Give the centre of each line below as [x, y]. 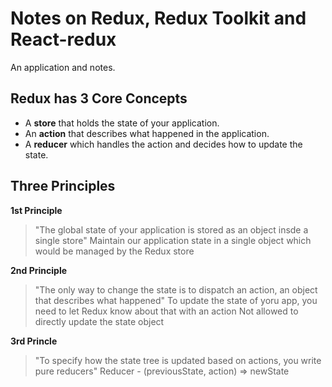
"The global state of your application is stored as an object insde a [171, 229]
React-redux [63, 39]
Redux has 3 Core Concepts [99, 98]
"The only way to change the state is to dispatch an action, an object [176, 289]
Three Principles [63, 186]
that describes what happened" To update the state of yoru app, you [176, 300]
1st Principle [36, 210]
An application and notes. [63, 67]
